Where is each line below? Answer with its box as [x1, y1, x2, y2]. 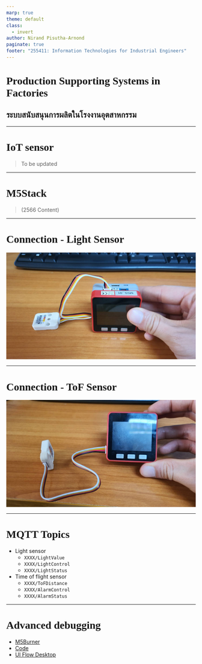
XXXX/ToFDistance [23, 581, 68, 587]
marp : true [6, 10, 34, 16]
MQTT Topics [6, 528, 70, 541]
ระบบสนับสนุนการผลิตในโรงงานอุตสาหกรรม [6, 110, 137, 120]
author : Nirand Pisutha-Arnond [6, 35, 85, 42]
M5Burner [14, 638, 40, 645]
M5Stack [6, 187, 47, 199]
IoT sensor [6, 141, 54, 154]
